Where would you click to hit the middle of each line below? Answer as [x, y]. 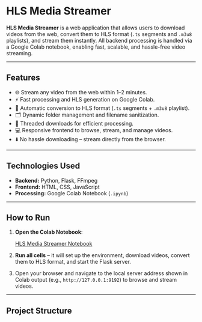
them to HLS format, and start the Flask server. [73, 262]
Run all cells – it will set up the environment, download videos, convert [103, 255]
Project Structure [39, 311]
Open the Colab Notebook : [49, 232]
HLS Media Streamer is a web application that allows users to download [96, 28]
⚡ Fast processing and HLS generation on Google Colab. [85, 99]
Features [23, 78]
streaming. [20, 53]
